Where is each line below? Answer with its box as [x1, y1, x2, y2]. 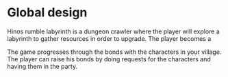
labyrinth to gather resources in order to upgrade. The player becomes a [7, 34, 212, 42]
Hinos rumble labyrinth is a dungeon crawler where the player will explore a [7, 27, 220, 35]
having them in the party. [7, 62, 77, 70]
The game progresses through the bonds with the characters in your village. [7, 48, 222, 56]
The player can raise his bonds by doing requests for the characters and [7, 55, 211, 63]
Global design [7, 5, 88, 20]
